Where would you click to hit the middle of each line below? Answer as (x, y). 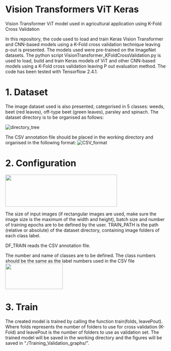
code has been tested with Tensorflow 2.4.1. (52, 71)
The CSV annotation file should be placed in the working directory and (79, 137)
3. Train (22, 307)
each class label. (23, 235)
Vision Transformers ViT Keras (72, 9)
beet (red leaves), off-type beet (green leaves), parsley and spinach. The (82, 112)
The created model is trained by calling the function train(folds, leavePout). (84, 321)
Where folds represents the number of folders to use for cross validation (81, 326)
